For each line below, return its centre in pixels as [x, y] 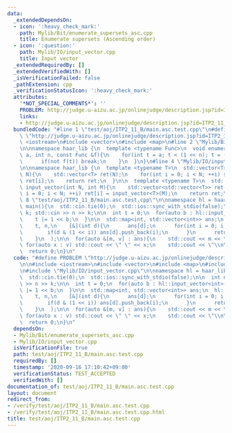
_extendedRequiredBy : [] [49, 65]
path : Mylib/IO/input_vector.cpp [68, 53]
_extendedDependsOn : [43, 20]
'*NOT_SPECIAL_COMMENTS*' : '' [63, 104]
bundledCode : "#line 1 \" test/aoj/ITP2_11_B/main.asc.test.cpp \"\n [113, 129]
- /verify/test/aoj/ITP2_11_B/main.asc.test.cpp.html [86, 412]
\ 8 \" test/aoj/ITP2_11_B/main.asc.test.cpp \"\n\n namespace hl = [116, 200]
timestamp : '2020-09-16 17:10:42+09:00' [72, 367]
